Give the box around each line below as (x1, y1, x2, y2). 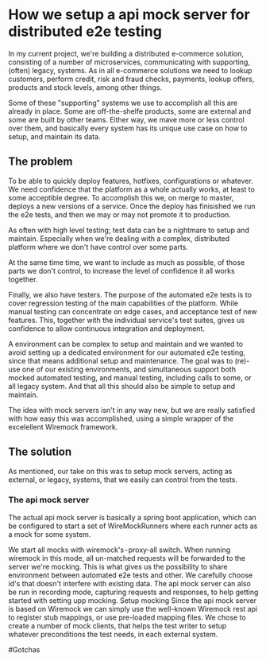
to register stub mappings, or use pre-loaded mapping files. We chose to (8, 612, 246, 622)
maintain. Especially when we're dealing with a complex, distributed (8, 233, 230, 243)
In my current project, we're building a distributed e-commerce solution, (8, 49, 245, 58)
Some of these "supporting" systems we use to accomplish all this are (8, 98, 238, 107)
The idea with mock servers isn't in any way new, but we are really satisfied (8, 405, 256, 414)
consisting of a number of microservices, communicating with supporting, (8, 57, 250, 67)
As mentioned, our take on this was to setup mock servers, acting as (8, 466, 233, 476)
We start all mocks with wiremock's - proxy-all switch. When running (8, 545, 231, 554)
